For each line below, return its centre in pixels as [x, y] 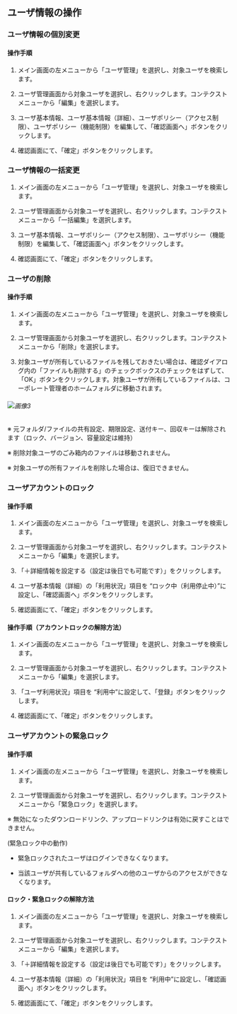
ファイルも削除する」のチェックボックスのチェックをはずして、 [135, 371]
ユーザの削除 [29, 279]
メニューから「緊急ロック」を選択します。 [79, 804]
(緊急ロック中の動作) [38, 843]
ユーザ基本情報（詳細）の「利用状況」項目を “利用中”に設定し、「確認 [119, 979]
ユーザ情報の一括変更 [44, 170]
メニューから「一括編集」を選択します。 [76, 220]
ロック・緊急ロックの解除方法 [51, 899]
